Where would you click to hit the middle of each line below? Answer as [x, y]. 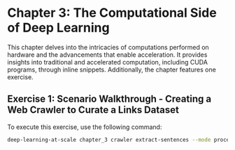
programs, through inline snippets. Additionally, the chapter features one [112, 69]
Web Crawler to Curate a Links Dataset [93, 110]
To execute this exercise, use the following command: [85, 127]
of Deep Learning [58, 28]
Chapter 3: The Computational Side [112, 13]
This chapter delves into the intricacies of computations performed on [108, 47]
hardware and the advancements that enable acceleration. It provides [107, 55]
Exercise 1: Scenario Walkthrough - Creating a [109, 99]
